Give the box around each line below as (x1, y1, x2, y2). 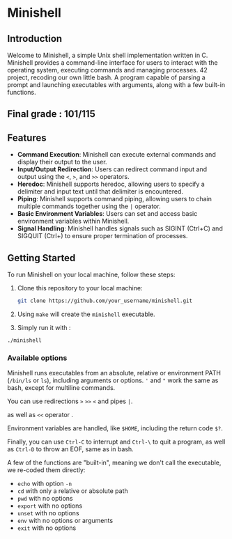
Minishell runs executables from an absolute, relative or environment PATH (7, 369, 222, 377)
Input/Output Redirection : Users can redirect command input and (17, 165, 208, 173)
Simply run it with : (17, 323, 71, 331)
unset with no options (17, 509, 79, 517)
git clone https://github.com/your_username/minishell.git (17, 297, 193, 304)
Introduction (7, 33, 63, 45)
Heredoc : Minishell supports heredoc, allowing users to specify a (17, 180, 206, 189)
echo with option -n (17, 479, 72, 488)
